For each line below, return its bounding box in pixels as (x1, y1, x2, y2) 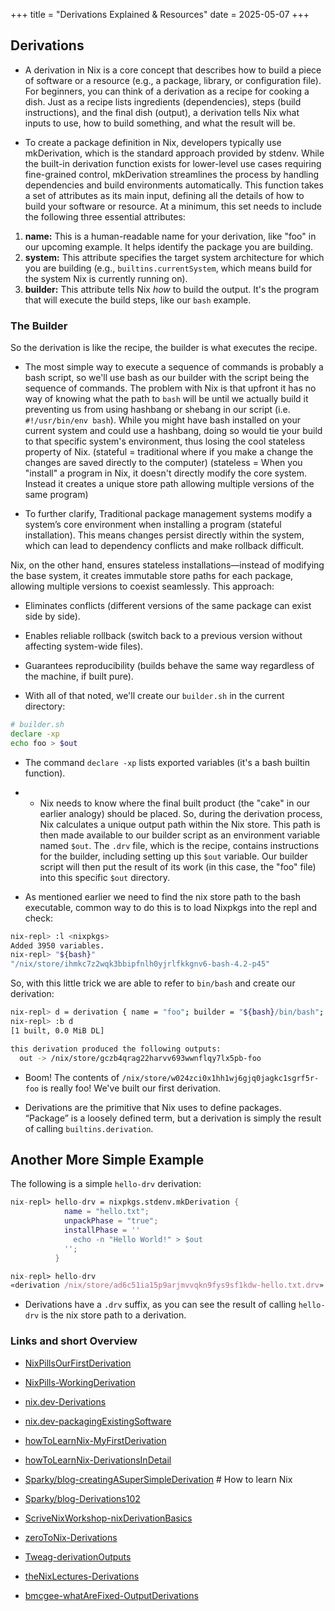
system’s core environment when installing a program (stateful (24, 519, 282, 531)
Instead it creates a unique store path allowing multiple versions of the (24, 478, 315, 490)
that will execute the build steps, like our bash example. (24, 294, 252, 306)
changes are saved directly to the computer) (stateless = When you (24, 457, 303, 469)
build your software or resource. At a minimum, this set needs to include (24, 200, 322, 212)
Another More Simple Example (10, 1152, 205, 1168)
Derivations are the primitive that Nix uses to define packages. (24, 1101, 282, 1113)
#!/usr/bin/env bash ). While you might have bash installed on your (24, 414, 302, 426)
